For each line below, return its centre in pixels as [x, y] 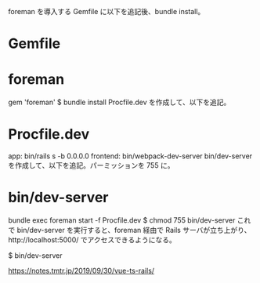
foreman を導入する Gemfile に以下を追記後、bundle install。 [107, 11]
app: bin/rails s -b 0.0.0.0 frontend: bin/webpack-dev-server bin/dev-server [130, 156]
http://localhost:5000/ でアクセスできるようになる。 [92, 240]
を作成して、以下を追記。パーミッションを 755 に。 [91, 165]
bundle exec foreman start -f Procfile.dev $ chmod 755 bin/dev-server [122, 220]
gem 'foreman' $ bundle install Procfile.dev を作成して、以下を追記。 [119, 102]
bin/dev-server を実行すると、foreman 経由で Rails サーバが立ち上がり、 [134, 230]
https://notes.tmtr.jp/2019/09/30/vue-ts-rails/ [81, 270]
